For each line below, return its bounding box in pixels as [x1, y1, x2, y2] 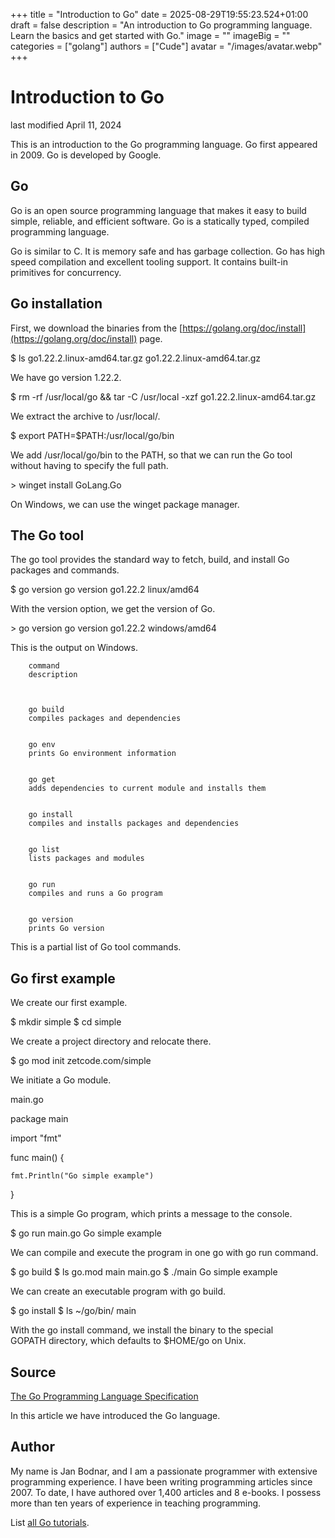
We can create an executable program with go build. [10, 1285, 227, 1298]
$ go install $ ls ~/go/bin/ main [10, 1305, 137, 1317]
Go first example [10, 970, 116, 987]
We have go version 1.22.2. [10, 371, 122, 383]
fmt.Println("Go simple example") [10, 1171, 155, 1181]
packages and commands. [10, 564, 120, 576]
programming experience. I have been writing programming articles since [10, 1475, 313, 1488]
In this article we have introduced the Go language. [10, 1410, 221, 1421]
